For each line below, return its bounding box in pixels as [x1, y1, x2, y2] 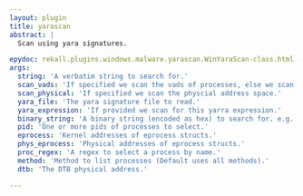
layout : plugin [9, 13, 67, 23]
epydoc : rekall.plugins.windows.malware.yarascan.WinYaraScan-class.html [9, 55, 295, 64]
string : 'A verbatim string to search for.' [17, 72, 189, 82]
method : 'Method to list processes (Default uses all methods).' [17, 156, 270, 165]
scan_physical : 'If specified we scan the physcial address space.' [17, 88, 282, 98]
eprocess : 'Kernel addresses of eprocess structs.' [17, 131, 218, 141]
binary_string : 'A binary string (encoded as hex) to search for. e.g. [17, 114, 295, 123]
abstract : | [9, 30, 54, 39]
